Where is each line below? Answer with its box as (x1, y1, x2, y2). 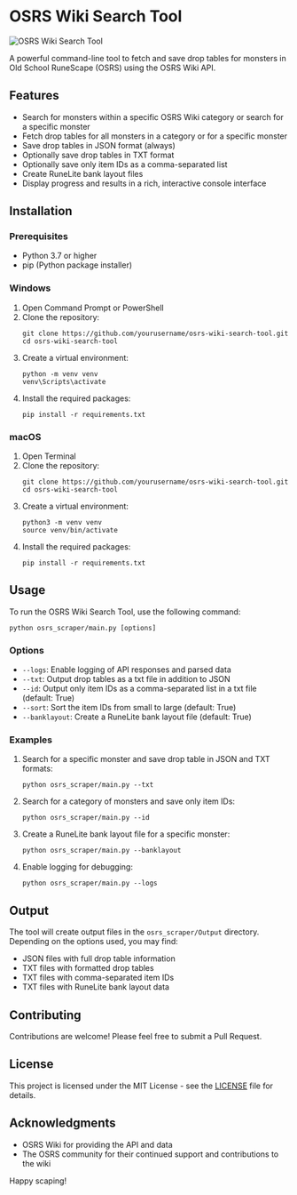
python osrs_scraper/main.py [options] (9, 623, 157, 632)
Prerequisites (9, 230, 68, 243)
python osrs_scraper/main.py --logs (21, 878, 158, 888)
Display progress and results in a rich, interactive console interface (21, 178, 267, 188)
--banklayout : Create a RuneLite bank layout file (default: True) (21, 711, 253, 722)
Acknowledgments (9, 1116, 117, 1131)
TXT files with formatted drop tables (21, 963, 154, 974)
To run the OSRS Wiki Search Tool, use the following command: (9, 606, 241, 617)
